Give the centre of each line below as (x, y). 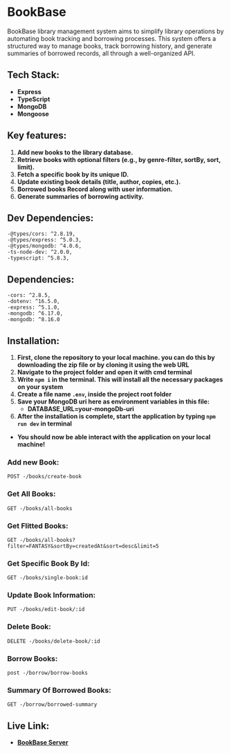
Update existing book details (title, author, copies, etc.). (99, 181)
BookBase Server (43, 743)
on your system (40, 387)
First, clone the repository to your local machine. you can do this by (116, 357)
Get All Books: (31, 494)
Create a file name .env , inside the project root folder (94, 394)
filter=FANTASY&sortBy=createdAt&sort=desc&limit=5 (83, 546)
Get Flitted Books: (38, 525)
